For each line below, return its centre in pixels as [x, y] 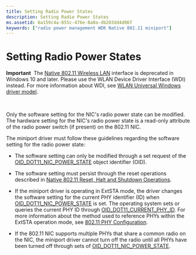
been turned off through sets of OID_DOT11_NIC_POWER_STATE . [92, 246]
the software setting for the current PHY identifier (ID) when [87, 198]
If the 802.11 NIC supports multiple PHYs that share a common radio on [100, 234]
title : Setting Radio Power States [50, 11]
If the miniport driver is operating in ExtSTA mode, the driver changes [99, 191]
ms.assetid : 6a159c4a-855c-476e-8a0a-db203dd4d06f [69, 22]
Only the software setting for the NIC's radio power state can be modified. [96, 114]
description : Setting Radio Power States [58, 17]
